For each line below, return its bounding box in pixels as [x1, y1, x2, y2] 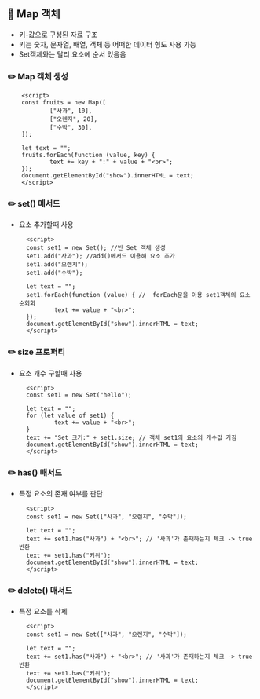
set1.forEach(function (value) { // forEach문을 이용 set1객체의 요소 [26, 291, 251, 299]
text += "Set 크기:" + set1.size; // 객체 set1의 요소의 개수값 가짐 [26, 434, 237, 441]
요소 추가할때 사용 [18, 220, 74, 229]
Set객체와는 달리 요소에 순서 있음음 [18, 49, 126, 59]
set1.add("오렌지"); [26, 261, 89, 269]
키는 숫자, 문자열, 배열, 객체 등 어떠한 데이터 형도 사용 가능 [18, 39, 197, 49]
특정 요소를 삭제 [18, 607, 68, 617]
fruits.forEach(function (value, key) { [21, 152, 156, 159]
